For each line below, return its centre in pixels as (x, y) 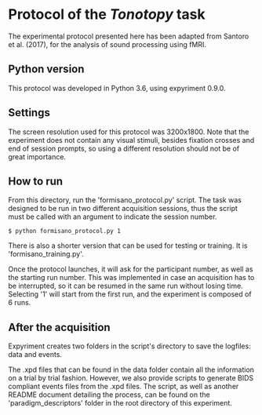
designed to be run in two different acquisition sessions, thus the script (123, 209)
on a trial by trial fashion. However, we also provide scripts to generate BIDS (131, 378)
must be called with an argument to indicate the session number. (113, 217)
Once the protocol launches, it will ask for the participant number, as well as (131, 269)
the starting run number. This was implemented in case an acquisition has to (131, 278)
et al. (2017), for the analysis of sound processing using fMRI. (107, 44)
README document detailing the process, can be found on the (109, 395)
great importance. (37, 157)
